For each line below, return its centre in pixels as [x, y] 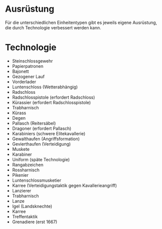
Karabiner [22, 154]
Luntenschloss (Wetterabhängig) [45, 87]
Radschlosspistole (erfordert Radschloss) [54, 97]
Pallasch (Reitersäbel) [34, 123]
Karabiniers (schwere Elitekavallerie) [49, 133]
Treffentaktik [25, 216]
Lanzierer [22, 190]
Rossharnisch [26, 170]
